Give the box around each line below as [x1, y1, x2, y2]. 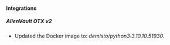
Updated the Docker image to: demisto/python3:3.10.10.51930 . [14, 32, 165, 39]
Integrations [6, 5, 37, 12]
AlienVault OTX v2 [6, 18, 52, 25]
